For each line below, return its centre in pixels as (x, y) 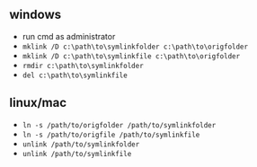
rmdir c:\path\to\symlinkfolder (83, 66)
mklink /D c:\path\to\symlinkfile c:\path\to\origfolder (131, 56)
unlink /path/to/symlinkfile (77, 154)
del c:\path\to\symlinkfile (75, 75)
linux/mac (38, 103)
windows (35, 15)
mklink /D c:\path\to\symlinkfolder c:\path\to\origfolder (135, 47)
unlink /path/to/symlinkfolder (81, 144)
